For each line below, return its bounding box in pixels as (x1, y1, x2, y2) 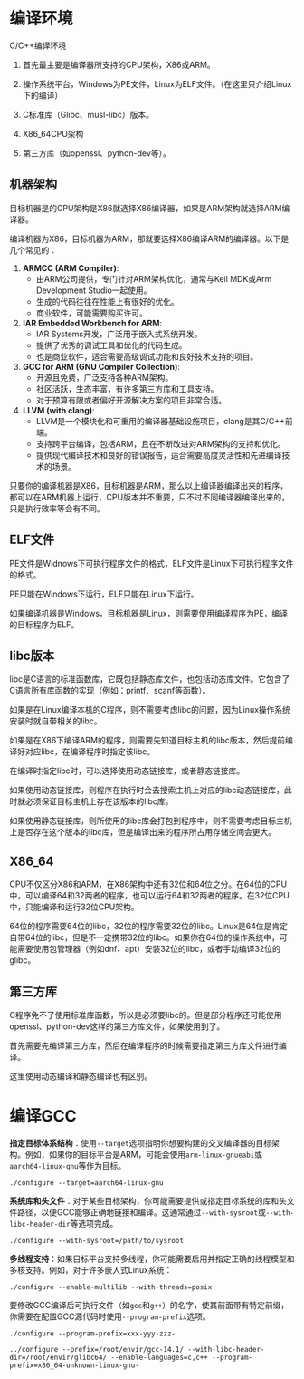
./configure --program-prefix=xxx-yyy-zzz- (9, 1329, 176, 1338)
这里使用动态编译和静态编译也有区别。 (9, 1071, 152, 1082)
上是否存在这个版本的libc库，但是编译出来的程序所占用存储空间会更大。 (9, 827, 277, 838)
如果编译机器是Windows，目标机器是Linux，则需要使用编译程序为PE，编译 (9, 607, 288, 618)
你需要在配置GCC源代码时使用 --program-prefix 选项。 (9, 1311, 211, 1322)
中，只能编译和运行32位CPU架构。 (9, 901, 139, 912)
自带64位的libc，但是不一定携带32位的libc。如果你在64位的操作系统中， (9, 932, 280, 943)
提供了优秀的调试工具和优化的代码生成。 (35, 339, 187, 350)
